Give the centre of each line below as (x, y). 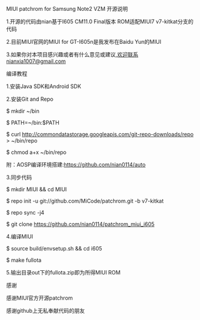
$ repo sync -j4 (25, 212)
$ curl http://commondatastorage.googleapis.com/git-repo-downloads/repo (100, 134)
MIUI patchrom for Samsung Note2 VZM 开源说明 (67, 9)
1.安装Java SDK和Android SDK (44, 86)
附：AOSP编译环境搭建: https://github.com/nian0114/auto (76, 164)
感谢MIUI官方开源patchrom (40, 298)
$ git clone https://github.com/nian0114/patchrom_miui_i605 (80, 224)
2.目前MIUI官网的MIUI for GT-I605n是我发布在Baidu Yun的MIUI (84, 42)
